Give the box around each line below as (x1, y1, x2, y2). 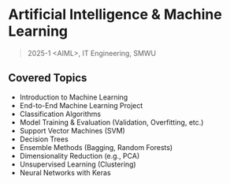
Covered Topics (8, 71, 87, 84)
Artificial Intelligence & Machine (8, 6, 222, 24)
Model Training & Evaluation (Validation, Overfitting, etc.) (19, 117, 204, 127)
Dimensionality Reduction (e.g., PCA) (19, 151, 140, 160)
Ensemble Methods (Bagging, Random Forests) (19, 142, 173, 152)
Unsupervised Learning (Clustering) (19, 160, 136, 169)
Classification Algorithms (19, 109, 101, 118)
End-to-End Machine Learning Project (19, 100, 143, 110)
